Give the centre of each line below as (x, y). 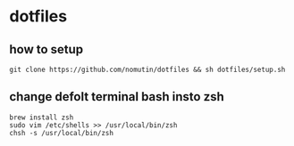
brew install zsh (42, 118)
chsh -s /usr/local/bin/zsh (62, 133)
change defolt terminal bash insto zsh (117, 97)
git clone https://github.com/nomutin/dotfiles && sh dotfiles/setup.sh (147, 69)
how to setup (46, 49)
